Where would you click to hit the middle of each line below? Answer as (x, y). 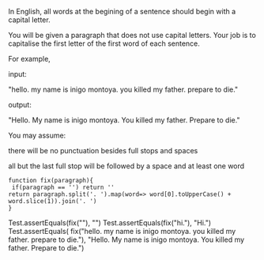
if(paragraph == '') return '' (63, 187)
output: (20, 105)
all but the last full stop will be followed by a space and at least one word (126, 166)
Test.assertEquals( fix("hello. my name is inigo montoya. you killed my (122, 231)
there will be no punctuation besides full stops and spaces (103, 151)
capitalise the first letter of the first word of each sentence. (104, 43)
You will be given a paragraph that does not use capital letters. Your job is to (132, 35)
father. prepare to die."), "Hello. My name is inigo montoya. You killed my (126, 239)
